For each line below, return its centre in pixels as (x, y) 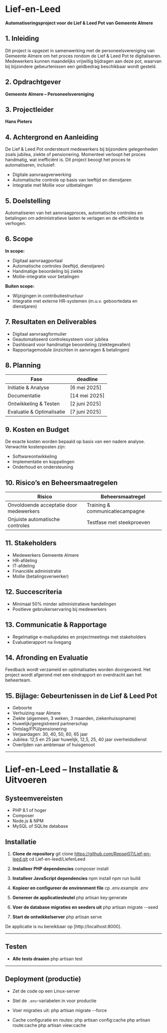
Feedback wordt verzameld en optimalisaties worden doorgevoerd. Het (78, 670)
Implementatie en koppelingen (43, 462)
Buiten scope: (20, 286)
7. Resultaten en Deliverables (51, 322)
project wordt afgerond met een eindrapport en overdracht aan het (73, 675)
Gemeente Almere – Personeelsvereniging (50, 94)
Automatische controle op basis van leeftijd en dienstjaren (72, 180)
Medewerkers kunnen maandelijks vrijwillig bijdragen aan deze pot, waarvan (83, 61)
